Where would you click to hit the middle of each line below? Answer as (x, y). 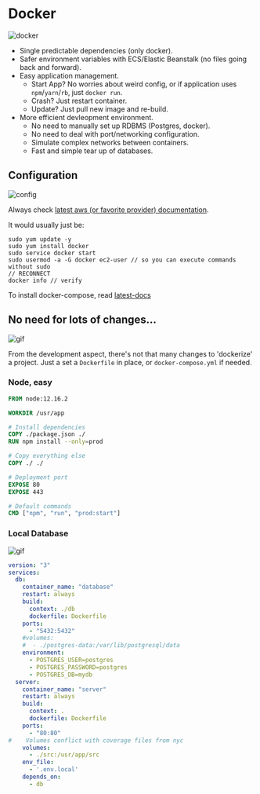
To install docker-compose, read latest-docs (79, 295)
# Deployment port (38, 477)
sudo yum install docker (49, 246)
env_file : (38, 763)
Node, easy (30, 382)
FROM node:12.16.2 (38, 399)
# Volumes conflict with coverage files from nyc (96, 740)
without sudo (29, 267)
